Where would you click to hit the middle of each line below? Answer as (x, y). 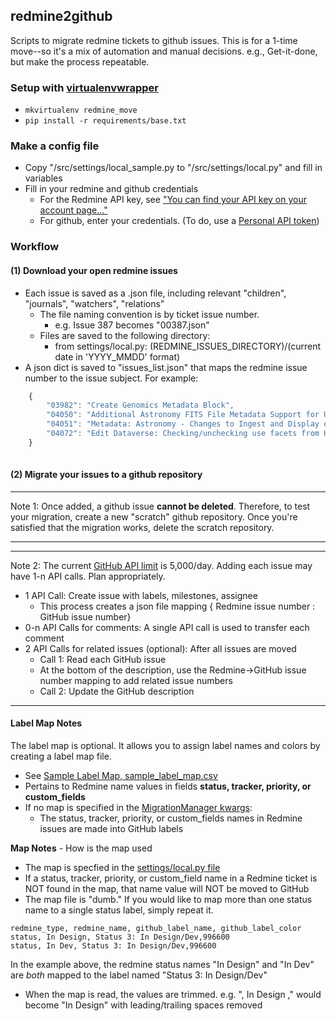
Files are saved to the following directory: (125, 335)
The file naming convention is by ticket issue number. (149, 314)
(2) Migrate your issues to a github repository (106, 475)
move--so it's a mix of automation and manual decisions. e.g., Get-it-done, (164, 51)
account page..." (73, 210)
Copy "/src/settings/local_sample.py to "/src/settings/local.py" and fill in (173, 168)
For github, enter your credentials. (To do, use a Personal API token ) (179, 221)
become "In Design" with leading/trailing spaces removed (143, 1005)
